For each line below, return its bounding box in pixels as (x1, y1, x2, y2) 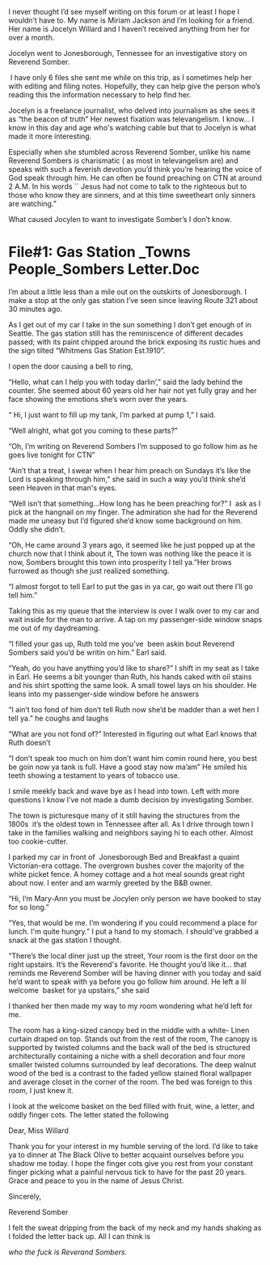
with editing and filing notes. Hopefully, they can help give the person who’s (8, 81, 261, 91)
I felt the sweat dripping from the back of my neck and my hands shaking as (8, 1223, 262, 1233)
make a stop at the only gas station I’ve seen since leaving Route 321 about (8, 295, 259, 305)
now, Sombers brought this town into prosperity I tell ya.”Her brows (8, 557, 232, 566)
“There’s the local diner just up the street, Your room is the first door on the (8, 951, 259, 960)
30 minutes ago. (8, 304, 63, 314)
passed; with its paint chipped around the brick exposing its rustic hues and (8, 336, 261, 347)
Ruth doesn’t (8, 737, 51, 747)
